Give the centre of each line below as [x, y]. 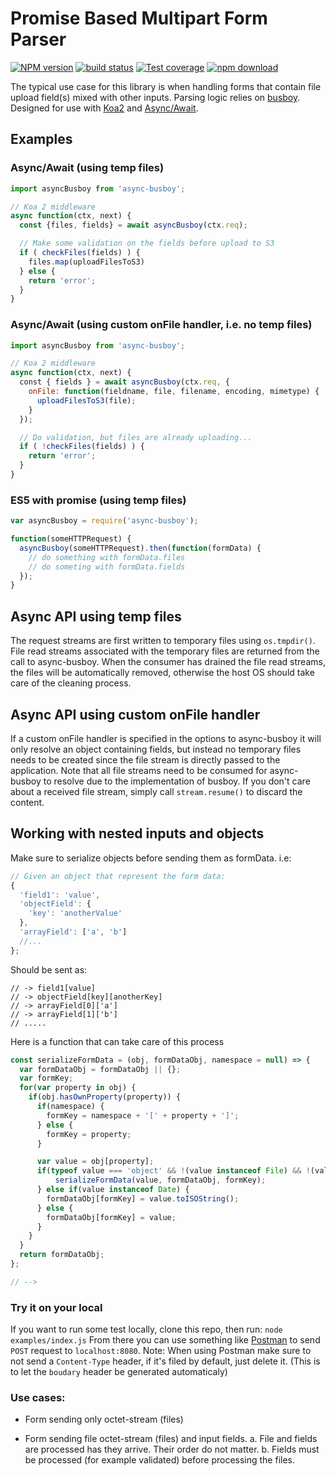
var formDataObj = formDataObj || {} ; [100, 1069]
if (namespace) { [70, 1107]
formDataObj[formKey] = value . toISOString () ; [143, 1198]
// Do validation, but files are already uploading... [136, 437]
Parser [38, 39]
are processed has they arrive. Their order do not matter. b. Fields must [172, 1449]
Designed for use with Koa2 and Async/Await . [104, 108]
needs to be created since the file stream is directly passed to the [145, 759]
